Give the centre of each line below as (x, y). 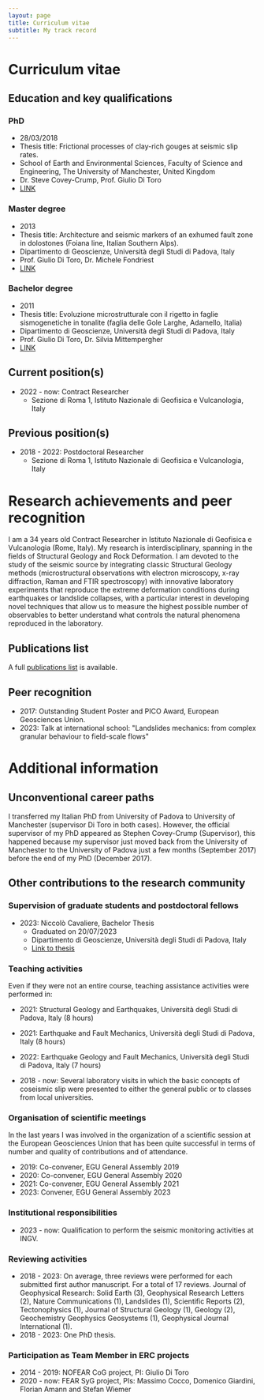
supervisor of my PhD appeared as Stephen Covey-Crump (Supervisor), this (132, 834)
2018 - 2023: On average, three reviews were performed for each (126, 1276)
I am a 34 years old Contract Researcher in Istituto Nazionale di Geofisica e (130, 540)
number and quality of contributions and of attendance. (98, 1152)
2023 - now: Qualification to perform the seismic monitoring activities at (136, 1230)
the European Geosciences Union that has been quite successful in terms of (132, 1143)
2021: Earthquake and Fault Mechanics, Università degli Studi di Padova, (137, 1033)
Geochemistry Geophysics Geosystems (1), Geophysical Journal (124, 1318)
